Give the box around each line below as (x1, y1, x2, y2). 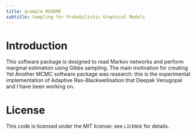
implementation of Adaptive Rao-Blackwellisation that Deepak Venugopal (6, 77, 183, 84)
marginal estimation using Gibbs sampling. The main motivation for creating (6, 65, 188, 72)
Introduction (6, 39, 68, 52)
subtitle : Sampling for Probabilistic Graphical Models (6, 14, 145, 20)
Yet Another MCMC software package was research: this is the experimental (6, 70, 191, 77)
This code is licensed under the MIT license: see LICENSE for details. (6, 123, 170, 130)
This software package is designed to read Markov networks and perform (6, 58, 184, 65)
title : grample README (6, 8, 61, 15)
